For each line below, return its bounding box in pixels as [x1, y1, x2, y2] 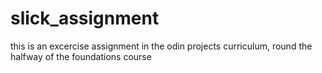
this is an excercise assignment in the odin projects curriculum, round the [10, 40, 313, 52]
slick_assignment [10, 7, 160, 30]
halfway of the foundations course [10, 50, 152, 62]
